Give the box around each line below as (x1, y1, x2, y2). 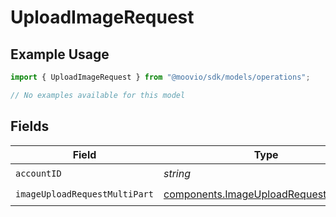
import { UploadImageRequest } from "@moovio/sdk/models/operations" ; (10, 72, 311, 82)
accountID (15, 168, 62, 180)
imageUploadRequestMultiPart (15, 189, 154, 200)
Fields (10, 118, 50, 135)
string (163, 167, 192, 181)
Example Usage (10, 46, 110, 63)
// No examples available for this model (10, 90, 186, 100)
